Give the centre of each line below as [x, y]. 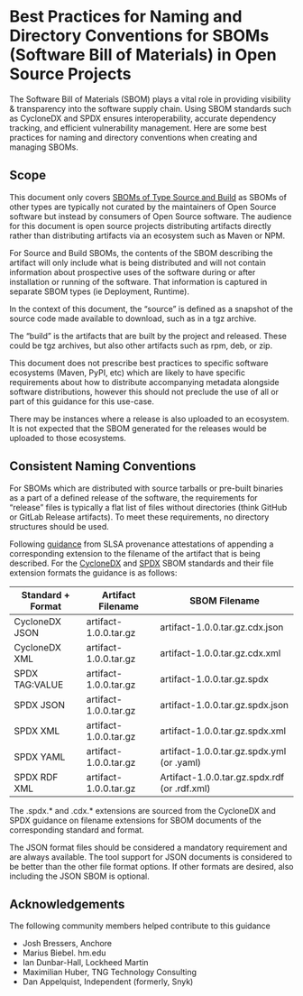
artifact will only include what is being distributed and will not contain [138, 263]
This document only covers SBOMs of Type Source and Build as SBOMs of [148, 197]
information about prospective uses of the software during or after [133, 272]
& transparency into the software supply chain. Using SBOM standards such [150, 108]
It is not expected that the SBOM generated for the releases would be [138, 428]
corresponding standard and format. [77, 830]
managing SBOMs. [44, 147]
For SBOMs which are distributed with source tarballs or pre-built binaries [147, 488]
